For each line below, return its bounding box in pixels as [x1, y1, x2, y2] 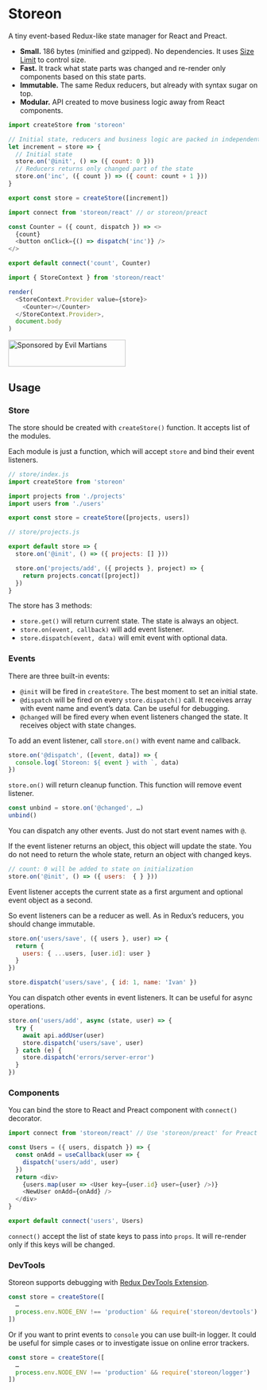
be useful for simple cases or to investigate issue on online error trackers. [8, 1338, 250, 1348]
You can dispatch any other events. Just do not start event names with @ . [8, 826, 247, 836]
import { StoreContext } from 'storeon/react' [8, 274, 165, 282]
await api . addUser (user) [22, 1031, 105, 1039]
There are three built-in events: [8, 671, 110, 681]
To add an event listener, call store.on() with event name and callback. [8, 736, 241, 745]
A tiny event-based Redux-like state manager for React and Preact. [8, 31, 228, 41]
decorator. [8, 1114, 42, 1124]
